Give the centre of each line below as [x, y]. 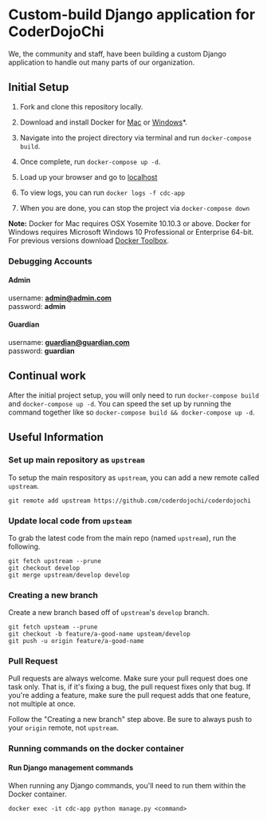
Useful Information [56, 437]
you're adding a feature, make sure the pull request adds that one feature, [130, 696]
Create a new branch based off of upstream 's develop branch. [109, 613]
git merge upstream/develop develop [69, 575]
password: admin [37, 306]
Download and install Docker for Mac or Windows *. [103, 122]
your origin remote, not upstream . [64, 728]
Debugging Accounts [51, 261]
